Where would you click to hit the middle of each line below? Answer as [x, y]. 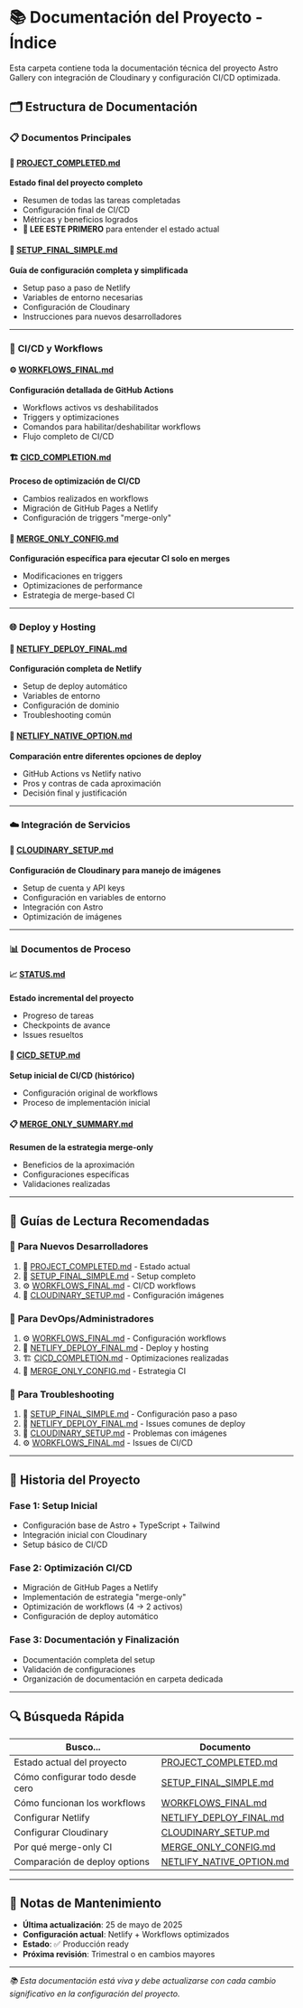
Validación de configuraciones [79, 1669]
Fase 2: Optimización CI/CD [71, 1568]
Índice [33, 43]
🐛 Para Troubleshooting [62, 1395]
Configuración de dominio [71, 705]
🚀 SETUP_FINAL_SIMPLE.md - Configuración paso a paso [129, 1414]
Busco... [83, 1747]
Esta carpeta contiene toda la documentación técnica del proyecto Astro [144, 68]
